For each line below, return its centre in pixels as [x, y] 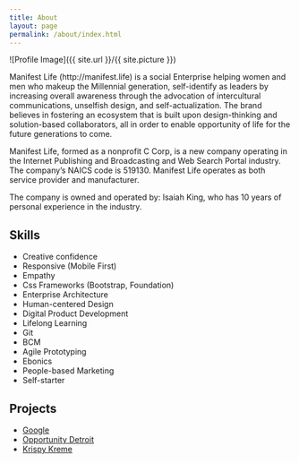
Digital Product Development [75, 313]
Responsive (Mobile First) [69, 266]
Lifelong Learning [55, 323]
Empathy [38, 276]
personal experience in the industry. [76, 207]
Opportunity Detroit [58, 439]
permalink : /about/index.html [66, 34]
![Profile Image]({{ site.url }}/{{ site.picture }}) [93, 60]
